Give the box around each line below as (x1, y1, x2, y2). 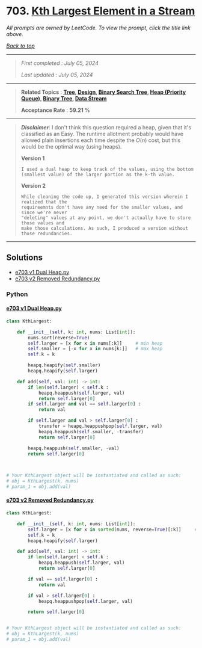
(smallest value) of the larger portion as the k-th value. (20, 171, 175, 177)
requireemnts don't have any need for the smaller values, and (20, 204, 183, 210)
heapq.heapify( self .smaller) (28, 362, 101, 368)
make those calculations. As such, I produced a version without (20, 225, 188, 231)
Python (6, 290, 28, 298)
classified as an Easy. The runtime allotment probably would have (20, 130, 183, 137)
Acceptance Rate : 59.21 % (20, 106, 90, 114)
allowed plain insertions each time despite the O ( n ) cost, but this (20, 137, 181, 144)
